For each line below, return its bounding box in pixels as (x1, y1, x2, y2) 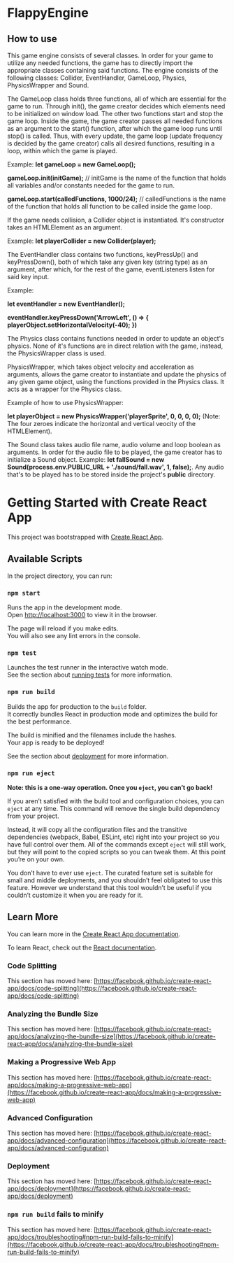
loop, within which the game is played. (7, 147, 117, 155)
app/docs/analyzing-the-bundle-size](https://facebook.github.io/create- (7, 1032, 217, 1040)
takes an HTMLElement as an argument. (7, 223, 122, 232)
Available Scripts (7, 553, 82, 565)
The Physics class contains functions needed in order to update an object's (7, 334, 225, 342)
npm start (7, 589, 41, 597)
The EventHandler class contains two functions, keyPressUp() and (7, 251, 198, 258)
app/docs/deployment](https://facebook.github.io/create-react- (7, 1185, 191, 1193)
